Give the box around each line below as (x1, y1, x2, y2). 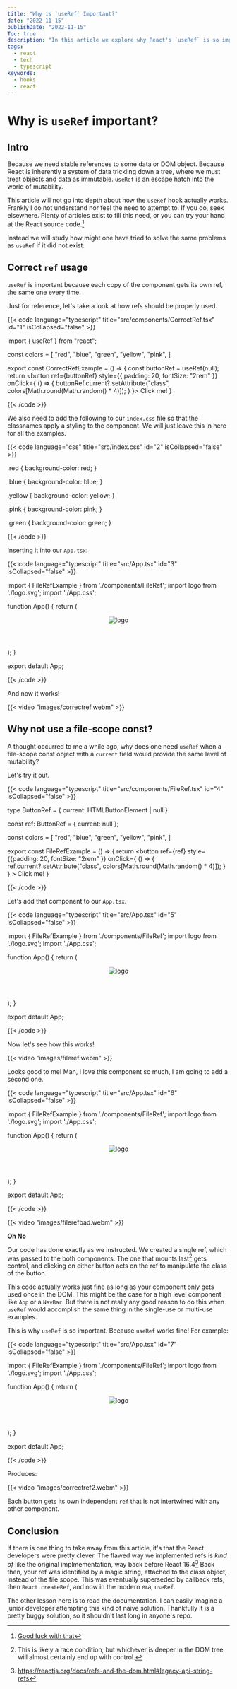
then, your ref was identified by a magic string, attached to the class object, (7, 1567, 227, 1576)
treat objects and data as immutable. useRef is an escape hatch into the (7, 175, 214, 184)
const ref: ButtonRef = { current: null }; (7, 819, 119, 828)
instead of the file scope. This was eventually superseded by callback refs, (7, 1574, 225, 1584)
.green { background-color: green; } (7, 518, 111, 527)
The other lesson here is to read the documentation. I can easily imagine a (7, 1596, 223, 1605)
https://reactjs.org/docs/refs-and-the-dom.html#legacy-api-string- (17, 1666, 213, 1675)
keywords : (7, 69, 37, 76)
